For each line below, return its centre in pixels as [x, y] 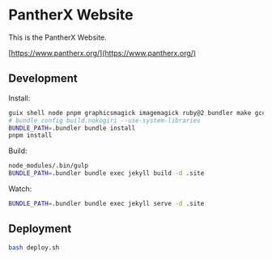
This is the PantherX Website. [57, 37]
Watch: [20, 189]
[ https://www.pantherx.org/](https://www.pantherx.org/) [102, 53]
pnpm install [30, 135]
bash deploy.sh [34, 247]
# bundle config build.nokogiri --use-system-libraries [104, 120]
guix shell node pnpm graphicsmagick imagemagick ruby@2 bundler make [130, 113]
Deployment [40, 229]
